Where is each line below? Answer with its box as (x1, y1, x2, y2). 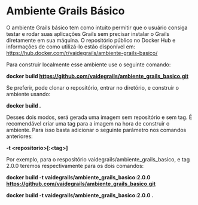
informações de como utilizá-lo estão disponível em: (6, 43, 136, 50)
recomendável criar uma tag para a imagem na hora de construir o (6, 120, 170, 127)
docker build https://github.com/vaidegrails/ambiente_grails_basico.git (6, 72, 189, 79)
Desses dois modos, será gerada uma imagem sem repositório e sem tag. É (6, 114, 193, 121)
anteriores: (6, 133, 33, 140)
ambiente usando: (6, 90, 51, 97)
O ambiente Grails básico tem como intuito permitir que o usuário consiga (6, 24, 188, 31)
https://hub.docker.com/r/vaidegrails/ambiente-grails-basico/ (6, 49, 158, 56)
